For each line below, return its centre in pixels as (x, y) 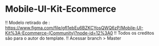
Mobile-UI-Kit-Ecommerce (61, 9)
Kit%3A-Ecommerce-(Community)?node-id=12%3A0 (59, 33)
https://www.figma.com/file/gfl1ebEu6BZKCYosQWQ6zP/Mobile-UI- (74, 27)
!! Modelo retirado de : (28, 23)
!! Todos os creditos (134, 33)
